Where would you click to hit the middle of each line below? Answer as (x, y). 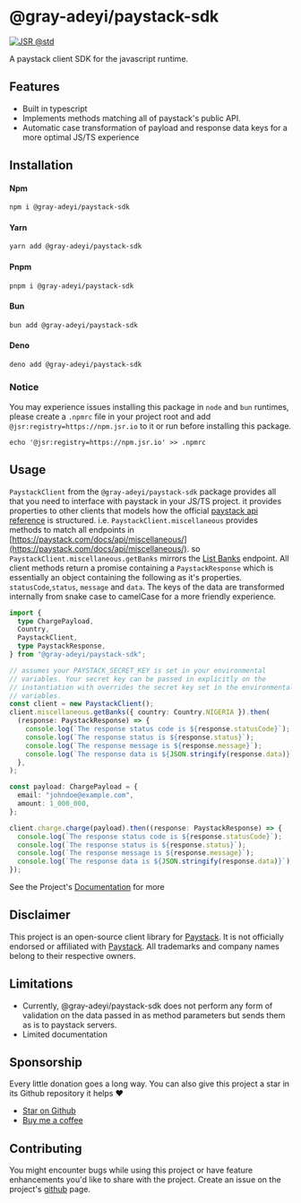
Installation (41, 166)
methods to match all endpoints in (72, 529)
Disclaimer (40, 915)
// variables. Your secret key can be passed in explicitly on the (138, 679)
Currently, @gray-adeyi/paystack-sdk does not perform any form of (147, 1006)
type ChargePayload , (56, 621)
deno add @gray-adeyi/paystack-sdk (76, 364)
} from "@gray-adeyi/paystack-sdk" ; (77, 655)
